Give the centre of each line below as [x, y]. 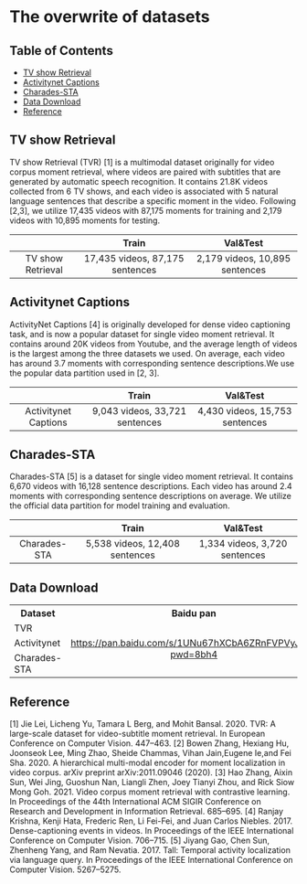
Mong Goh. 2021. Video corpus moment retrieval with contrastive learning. [150, 792]
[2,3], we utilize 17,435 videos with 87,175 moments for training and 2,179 [146, 210]
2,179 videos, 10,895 [243, 258]
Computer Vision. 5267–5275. [65, 869]
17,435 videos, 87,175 [134, 258]
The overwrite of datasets [110, 17]
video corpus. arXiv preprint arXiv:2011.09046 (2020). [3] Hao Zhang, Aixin [151, 772]
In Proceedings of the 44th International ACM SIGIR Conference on [136, 802]
